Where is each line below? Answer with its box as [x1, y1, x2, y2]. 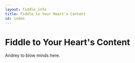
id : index [5, 16, 25, 21]
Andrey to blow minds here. [5, 52, 61, 58]
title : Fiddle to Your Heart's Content [5, 12, 86, 16]
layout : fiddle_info [5, 7, 47, 12]
